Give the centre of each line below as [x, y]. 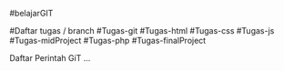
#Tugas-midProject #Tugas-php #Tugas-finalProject [108, 41]
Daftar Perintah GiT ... [50, 58]
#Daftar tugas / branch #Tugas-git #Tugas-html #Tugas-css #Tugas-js [142, 30]
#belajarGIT [31, 13]
